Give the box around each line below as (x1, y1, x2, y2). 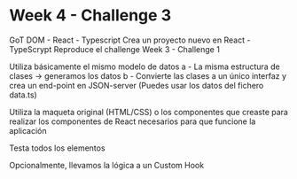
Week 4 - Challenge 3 (9, 5, 171, 26)
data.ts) (9, 89, 37, 100)
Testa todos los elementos (9, 143, 106, 153)
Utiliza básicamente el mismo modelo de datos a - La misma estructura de (9, 61, 281, 72)
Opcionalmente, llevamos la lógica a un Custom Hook (9, 160, 205, 170)
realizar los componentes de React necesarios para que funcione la (9, 116, 256, 127)
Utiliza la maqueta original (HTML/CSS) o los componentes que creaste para (9, 106, 288, 117)
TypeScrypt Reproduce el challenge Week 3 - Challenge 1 (9, 43, 220, 54)
